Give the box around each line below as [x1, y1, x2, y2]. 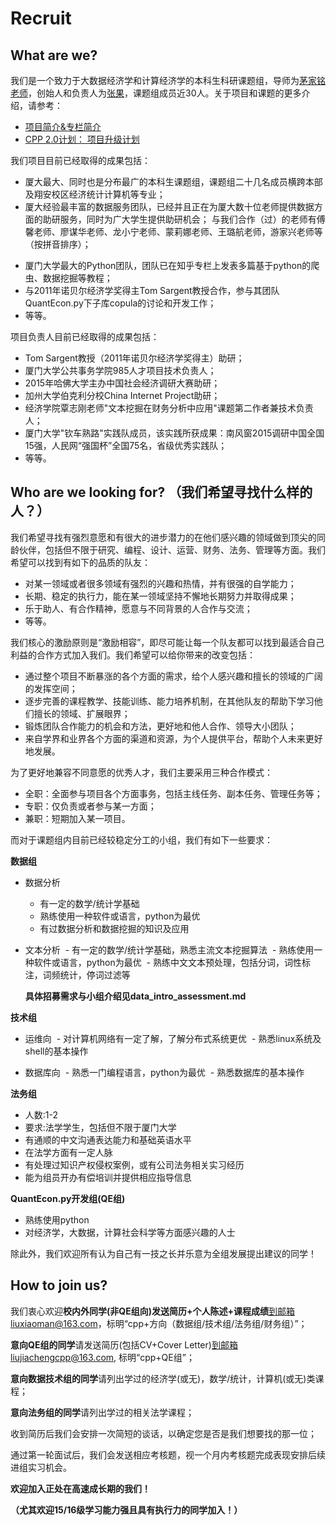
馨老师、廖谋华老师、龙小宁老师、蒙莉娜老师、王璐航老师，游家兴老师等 [24, 226, 323, 237]
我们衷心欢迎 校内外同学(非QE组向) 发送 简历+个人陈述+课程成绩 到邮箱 [10, 1305, 295, 1317]
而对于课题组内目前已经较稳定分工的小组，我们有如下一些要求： [10, 833, 273, 846]
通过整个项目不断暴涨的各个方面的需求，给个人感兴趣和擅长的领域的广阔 [24, 670, 323, 682]
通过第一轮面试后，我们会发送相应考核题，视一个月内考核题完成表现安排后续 [10, 1448, 326, 1461]
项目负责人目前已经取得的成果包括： [10, 331, 160, 342]
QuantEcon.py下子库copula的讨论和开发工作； [24, 297, 217, 309]
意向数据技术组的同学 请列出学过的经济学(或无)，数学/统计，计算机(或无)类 [10, 1372, 316, 1384]
